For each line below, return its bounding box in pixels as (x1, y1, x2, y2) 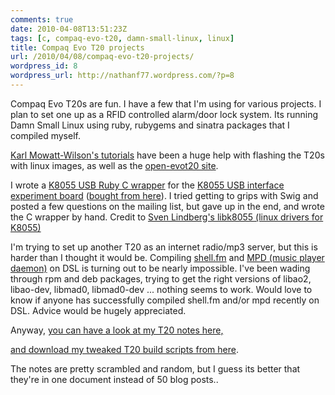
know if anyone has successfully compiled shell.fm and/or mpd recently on (10, 294, 320, 306)
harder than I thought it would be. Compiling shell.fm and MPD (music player (10, 251, 325, 263)
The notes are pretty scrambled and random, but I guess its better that (10, 362, 301, 375)
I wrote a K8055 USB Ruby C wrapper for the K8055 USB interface (10, 179, 285, 191)
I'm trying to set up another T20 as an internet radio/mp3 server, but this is (10, 241, 318, 253)
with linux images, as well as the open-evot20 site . (10, 159, 219, 171)
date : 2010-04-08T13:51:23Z (10, 24, 128, 34)
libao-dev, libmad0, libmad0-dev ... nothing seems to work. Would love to (10, 283, 313, 295)
